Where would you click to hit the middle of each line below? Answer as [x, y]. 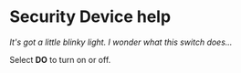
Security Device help [90, 17]
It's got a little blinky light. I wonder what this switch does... [121, 42]
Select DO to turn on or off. [60, 59]
